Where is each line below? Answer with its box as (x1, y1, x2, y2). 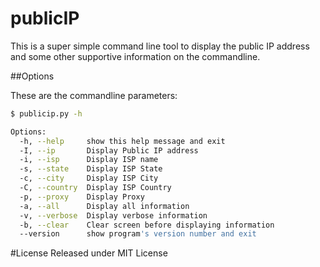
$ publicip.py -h (10, 108, 83, 119)
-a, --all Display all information (19, 201, 190, 211)
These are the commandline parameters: (10, 89, 178, 101)
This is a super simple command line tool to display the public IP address (10, 40, 310, 52)
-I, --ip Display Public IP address (19, 145, 199, 156)
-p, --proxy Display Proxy (19, 192, 145, 202)
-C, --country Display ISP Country (19, 183, 172, 193)
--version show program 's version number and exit (19, 229, 257, 239)
